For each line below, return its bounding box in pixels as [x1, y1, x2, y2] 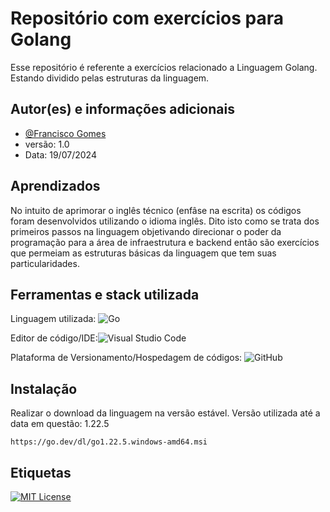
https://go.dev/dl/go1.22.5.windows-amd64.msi [10, 437, 208, 447]
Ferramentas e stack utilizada [10, 286, 200, 303]
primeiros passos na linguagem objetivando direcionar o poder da [10, 225, 282, 237]
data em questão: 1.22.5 [10, 418, 110, 430]
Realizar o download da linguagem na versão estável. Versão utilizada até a [10, 407, 321, 419]
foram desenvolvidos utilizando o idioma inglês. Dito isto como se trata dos [10, 215, 320, 227]
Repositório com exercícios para [10, 7, 284, 30]
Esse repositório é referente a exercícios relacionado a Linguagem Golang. [10, 61, 318, 73]
